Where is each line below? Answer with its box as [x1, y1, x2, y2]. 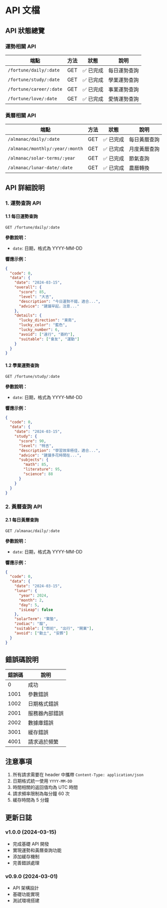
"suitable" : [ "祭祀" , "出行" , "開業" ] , [14, 626, 94, 631]
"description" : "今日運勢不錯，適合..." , [18, 299, 101, 304]
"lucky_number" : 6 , [18, 327, 60, 332]
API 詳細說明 [5, 183, 45, 192]
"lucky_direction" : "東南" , [18, 318, 77, 323]
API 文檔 [5, 5, 40, 16]
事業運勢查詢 [108, 86, 139, 93]
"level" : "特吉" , [18, 443, 54, 448]
